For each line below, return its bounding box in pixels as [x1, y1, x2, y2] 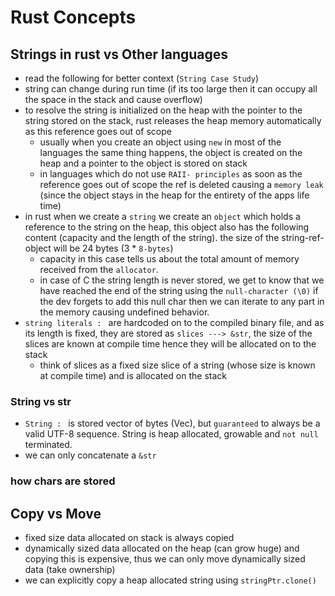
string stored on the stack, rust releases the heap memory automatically [24, 115, 322, 126]
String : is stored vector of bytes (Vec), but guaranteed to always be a [24, 417, 321, 430]
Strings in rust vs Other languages [10, 46, 229, 63]
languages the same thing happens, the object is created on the [39, 147, 303, 158]
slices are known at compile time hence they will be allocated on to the [24, 338, 317, 350]
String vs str [10, 394, 72, 408]
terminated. [24, 439, 73, 451]
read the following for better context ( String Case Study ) [24, 72, 260, 84]
